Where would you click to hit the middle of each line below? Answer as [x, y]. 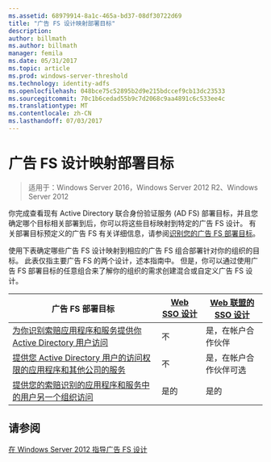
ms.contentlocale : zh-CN [50, 114]
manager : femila [35, 53]
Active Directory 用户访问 [60, 342]
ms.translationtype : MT [48, 106]
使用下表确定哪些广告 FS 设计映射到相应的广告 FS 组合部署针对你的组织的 [131, 250]
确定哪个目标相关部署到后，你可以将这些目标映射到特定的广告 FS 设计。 [128, 223]
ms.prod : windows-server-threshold [68, 76]
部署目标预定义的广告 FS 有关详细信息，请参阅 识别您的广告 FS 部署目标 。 [138, 233]
